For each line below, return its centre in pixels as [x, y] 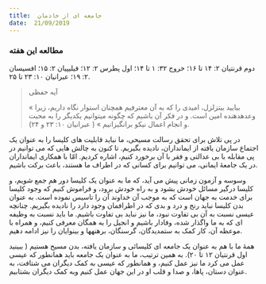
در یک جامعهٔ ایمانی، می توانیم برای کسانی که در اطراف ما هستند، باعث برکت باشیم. [133, 164]
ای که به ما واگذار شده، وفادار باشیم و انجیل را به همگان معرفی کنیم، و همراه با [126, 222]
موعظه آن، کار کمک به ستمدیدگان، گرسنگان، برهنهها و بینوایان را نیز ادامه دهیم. [126, 230]
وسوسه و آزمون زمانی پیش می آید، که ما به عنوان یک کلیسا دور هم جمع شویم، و [128, 180]
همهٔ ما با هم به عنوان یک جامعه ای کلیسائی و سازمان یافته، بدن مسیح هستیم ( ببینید [132, 246]
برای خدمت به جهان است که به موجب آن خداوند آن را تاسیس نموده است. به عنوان [131, 197]
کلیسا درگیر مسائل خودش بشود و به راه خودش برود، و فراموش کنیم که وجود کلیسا [131, 188]
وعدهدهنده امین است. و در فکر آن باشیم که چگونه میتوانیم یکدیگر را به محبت [142, 115]
